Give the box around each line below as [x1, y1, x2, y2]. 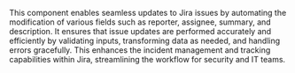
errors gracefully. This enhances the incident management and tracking [9, 45, 271, 55]
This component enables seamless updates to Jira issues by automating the [9, 8, 287, 18]
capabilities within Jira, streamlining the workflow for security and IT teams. [9, 55, 286, 64]
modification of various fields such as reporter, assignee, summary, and [9, 17, 272, 27]
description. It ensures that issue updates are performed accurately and [9, 26, 272, 36]
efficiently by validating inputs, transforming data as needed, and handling [9, 35, 281, 46]
